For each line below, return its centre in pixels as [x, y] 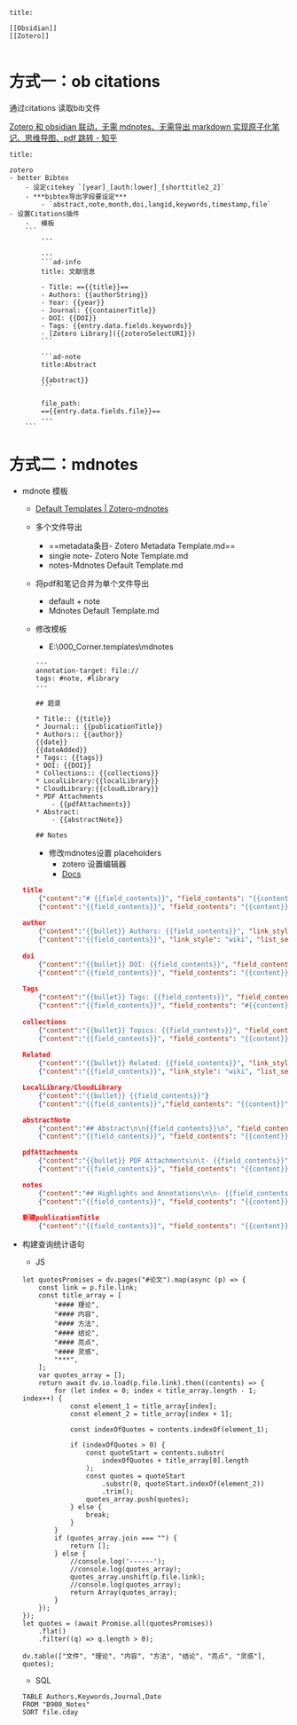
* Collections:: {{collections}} [97, 773]
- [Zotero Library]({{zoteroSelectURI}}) [119, 333]
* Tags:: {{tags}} [69, 757]
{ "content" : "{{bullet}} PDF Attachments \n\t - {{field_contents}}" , [165, 1161]
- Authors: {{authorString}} [95, 294]
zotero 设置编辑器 [94, 864]
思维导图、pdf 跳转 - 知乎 [71, 137]
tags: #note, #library [77, 678]
